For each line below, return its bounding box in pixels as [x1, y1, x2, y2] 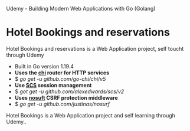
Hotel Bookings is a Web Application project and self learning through [6, 112, 176, 119]
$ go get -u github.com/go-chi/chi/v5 [14, 75, 106, 82]
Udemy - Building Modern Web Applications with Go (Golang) [6, 5, 156, 12]
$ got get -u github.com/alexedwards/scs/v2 [14, 88, 125, 95]
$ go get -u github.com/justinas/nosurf [14, 100, 110, 107]
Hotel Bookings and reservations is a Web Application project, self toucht [6, 45, 184, 52]
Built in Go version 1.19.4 [14, 63, 74, 70]
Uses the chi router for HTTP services [14, 69, 110, 76]
